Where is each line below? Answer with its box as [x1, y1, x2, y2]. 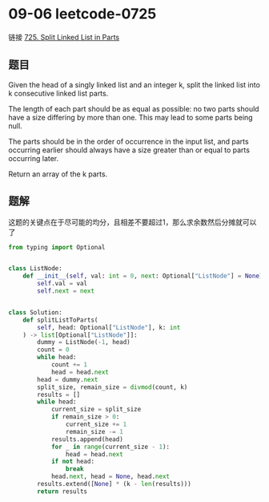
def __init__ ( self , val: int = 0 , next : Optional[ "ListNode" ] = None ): [22, 272, 267, 281]
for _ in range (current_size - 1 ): [50, 443, 171, 451]
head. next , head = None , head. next [50, 472, 171, 481]
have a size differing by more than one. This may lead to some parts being [8, 112, 254, 122]
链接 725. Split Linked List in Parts [8, 32, 120, 42]
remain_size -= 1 [65, 427, 124, 435]
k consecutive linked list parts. [8, 88, 109, 98]
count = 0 [37, 346, 70, 354]
